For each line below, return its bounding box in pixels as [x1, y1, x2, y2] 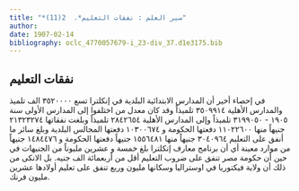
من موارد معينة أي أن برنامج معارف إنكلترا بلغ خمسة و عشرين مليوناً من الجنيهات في [9, 143, 291, 153]
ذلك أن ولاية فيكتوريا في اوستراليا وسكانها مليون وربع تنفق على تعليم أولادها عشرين [9, 162, 286, 173]
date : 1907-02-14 [9, 30, 75, 39]
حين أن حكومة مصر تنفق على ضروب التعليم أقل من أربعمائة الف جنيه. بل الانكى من [9, 152, 287, 163]
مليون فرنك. [9, 171, 50, 182]
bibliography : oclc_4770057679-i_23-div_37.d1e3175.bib [9, 38, 223, 48]
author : [9, 22, 39, 30]
